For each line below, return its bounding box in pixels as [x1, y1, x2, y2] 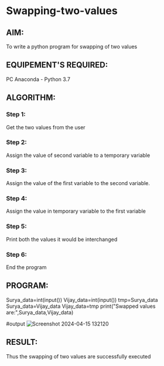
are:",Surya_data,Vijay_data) [6, 308, 74, 315]
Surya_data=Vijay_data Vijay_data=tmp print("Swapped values [6, 303, 156, 310]
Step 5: [6, 222, 28, 230]
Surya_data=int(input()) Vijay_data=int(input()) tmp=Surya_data [6, 296, 158, 303]
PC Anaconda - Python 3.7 [6, 75, 70, 83]
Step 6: [6, 250, 28, 258]
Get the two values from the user [6, 123, 86, 130]
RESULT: [6, 337, 38, 347]
